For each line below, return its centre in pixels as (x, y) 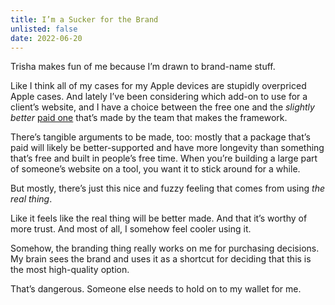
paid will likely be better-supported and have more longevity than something (167, 148)
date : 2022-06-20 (46, 38)
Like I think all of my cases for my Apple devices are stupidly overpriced (158, 86)
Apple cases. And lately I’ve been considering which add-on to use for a (159, 97)
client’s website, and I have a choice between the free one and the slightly (162, 107)
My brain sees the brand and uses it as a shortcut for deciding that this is (161, 259)
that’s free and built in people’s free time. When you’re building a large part (164, 158)
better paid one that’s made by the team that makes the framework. (149, 118)
